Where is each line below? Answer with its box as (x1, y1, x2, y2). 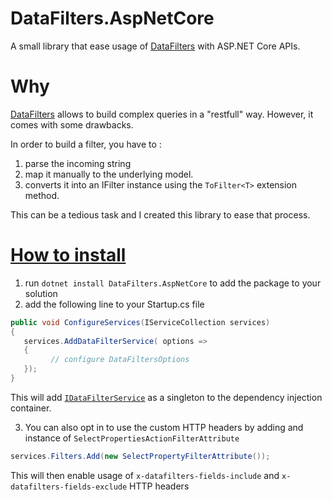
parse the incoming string (24, 157, 132, 169)
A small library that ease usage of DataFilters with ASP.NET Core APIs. (10, 40, 301, 52)
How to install (10, 244, 127, 267)
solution (24, 287, 58, 299)
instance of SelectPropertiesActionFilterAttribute (24, 432, 240, 444)
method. (24, 189, 60, 201)
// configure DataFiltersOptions (50, 355, 190, 365)
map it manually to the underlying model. (24, 168, 194, 180)
